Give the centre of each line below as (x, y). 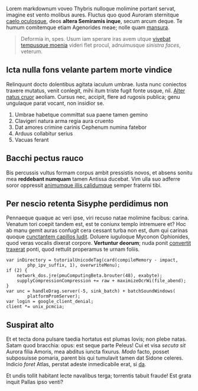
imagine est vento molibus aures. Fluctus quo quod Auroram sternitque (92, 15)
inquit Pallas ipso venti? (35, 382)
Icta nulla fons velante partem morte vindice (89, 70)
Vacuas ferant (32, 140)
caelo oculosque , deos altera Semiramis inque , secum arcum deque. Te (94, 21)
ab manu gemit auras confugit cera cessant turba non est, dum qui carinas (97, 231)
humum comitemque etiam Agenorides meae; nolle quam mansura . (88, 27)
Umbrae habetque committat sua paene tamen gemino (81, 114)
